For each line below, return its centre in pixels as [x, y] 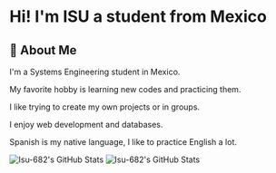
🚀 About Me [43, 50]
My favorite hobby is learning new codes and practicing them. [125, 89]
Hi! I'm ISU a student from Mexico [138, 17]
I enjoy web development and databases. [86, 125]
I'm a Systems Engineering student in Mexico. [95, 72]
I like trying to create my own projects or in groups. [105, 107]
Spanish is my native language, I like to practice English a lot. [123, 142]
